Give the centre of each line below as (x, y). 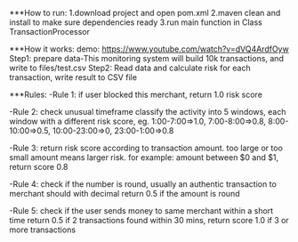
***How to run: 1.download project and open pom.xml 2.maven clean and (145, 13)
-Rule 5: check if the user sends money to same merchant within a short (141, 211)
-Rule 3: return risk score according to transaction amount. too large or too (146, 148)
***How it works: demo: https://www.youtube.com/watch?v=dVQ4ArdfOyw (149, 49)
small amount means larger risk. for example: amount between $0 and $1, (144, 157)
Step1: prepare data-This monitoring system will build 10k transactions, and (147, 58)
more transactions (43, 230)
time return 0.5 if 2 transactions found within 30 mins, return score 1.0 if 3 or (149, 220)
